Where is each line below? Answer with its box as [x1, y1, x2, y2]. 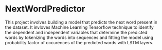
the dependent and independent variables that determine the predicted [5, 29, 147, 35]
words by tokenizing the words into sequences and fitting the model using [5, 35, 153, 40]
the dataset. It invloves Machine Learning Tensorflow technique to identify [5, 24, 154, 30]
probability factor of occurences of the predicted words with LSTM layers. [5, 39, 154, 45]
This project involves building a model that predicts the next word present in [5, 19, 158, 25]
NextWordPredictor [5, 3, 86, 14]
